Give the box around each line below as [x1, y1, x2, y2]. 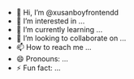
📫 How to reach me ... [15, 43, 92, 52]
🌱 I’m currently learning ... [15, 25, 103, 34]
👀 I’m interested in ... [15, 16, 85, 26]
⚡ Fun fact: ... [15, 63, 61, 73]
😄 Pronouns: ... [15, 54, 69, 64]
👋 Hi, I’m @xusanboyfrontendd [15, 8, 119, 17]
